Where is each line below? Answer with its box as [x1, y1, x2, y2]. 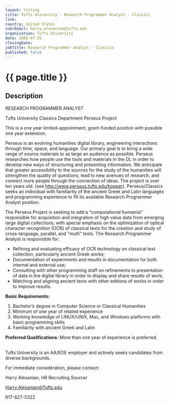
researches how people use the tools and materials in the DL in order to [5, 156, 154, 162]
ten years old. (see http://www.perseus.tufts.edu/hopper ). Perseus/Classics [5, 183, 163, 189]
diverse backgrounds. [5, 355, 51, 361]
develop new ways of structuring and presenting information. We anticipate [5, 161, 162, 168]
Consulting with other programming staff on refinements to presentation [12, 267, 163, 273]
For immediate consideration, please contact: [5, 365, 100, 371]
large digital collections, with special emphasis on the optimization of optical [5, 220, 164, 226]
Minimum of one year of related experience [12, 308, 103, 314]
